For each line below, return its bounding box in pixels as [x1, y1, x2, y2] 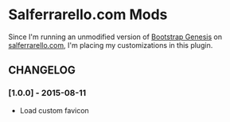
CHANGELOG [8, 64, 76, 77]
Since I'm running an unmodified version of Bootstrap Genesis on [8, 32, 223, 41]
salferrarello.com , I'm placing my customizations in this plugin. [8, 40, 213, 49]
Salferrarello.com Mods [8, 6, 168, 24]
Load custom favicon [19, 105, 89, 115]
